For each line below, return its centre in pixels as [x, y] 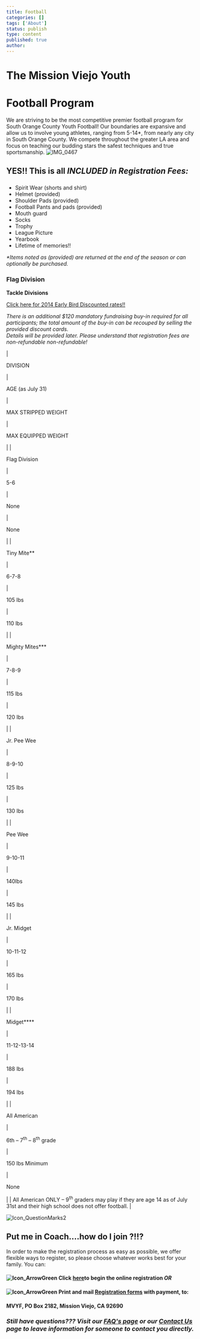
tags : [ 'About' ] [27, 23]
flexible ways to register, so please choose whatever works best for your [96, 1258]
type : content [24, 34]
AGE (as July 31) [27, 388]
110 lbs [14, 623]
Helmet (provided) [38, 194]
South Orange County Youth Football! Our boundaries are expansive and [96, 126]
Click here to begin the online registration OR [115, 1278]
